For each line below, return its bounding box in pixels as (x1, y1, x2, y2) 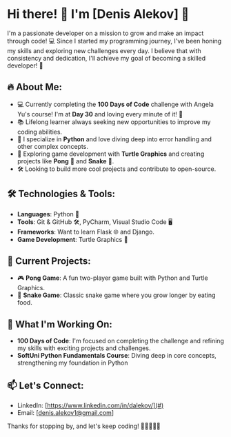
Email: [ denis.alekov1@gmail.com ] (17, 409, 114, 416)
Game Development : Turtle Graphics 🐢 (17, 235, 128, 243)
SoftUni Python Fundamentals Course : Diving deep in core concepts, (17, 352, 217, 360)
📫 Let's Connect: (7, 379, 84, 392)
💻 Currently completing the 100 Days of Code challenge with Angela (17, 100, 214, 108)
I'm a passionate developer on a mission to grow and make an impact (7, 29, 204, 37)
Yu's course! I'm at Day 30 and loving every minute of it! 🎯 (17, 110, 183, 118)
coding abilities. (17, 128, 63, 136)
